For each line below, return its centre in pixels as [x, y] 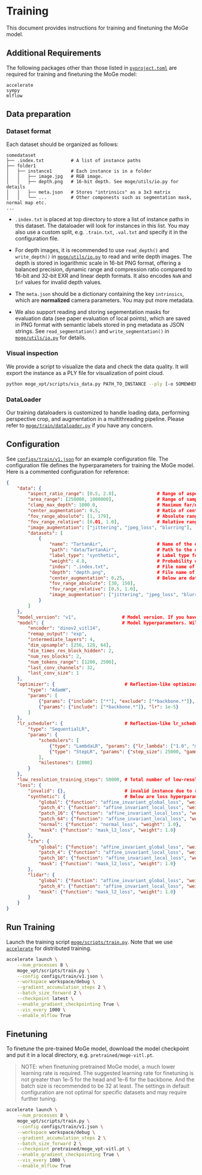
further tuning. [39, 1099]
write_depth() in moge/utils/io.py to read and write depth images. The [103, 257]
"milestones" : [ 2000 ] [66, 763]
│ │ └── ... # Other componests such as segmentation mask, [99, 198]
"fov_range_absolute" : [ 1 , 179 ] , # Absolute [106, 516]
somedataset [21, 156]
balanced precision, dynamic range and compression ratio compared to [103, 269]
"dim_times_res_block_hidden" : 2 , [71, 651]
